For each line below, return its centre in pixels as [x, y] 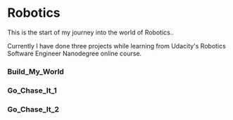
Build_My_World [36, 72]
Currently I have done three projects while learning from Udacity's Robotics [117, 46]
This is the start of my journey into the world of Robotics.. [90, 32]
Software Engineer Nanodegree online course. [75, 53]
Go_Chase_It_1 [32, 91]
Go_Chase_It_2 [33, 109]
